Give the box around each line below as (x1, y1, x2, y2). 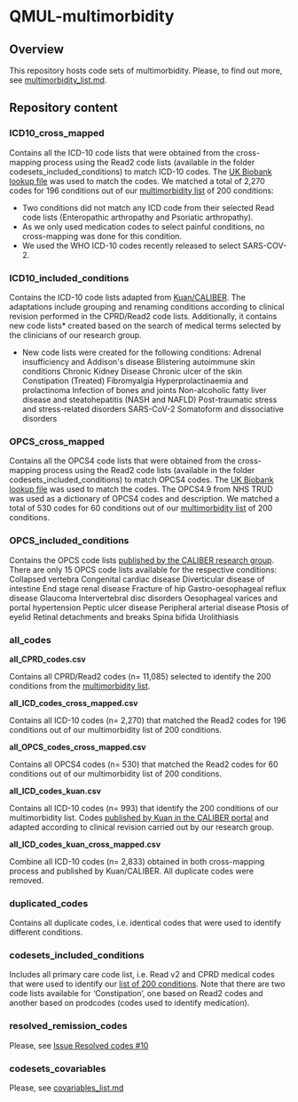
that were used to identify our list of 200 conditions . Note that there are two (9, 978, 286, 989)
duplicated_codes (9, 897, 89, 909)
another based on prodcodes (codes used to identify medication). (9, 998, 250, 1009)
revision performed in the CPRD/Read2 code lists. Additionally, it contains (9, 310, 278, 321)
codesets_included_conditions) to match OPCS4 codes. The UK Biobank (9, 474, 274, 486)
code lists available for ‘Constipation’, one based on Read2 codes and (9, 988, 263, 999)
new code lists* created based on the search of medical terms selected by (9, 320, 282, 331)
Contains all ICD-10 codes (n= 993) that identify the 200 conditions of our (9, 802, 279, 813)
